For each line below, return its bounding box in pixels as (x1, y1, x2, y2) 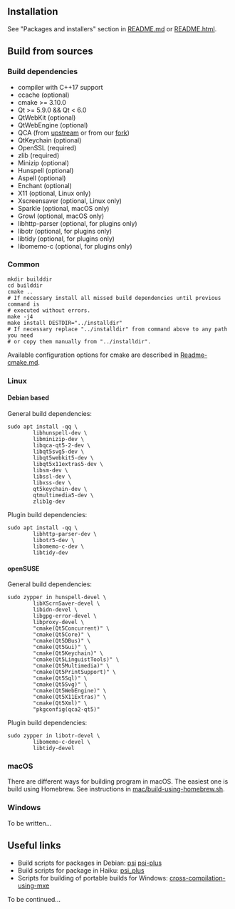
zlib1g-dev (33, 498, 66, 505)
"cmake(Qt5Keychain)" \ (33, 650, 103, 658)
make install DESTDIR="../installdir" (7, 319, 122, 326)
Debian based (7, 393, 50, 402)
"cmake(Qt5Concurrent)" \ (33, 625, 110, 633)
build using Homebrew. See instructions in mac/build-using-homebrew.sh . (7, 785, 226, 794)
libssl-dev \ (33, 473, 72, 480)
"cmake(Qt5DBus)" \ (33, 638, 91, 645)
